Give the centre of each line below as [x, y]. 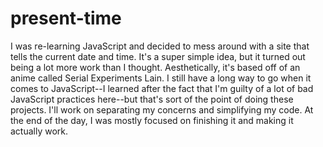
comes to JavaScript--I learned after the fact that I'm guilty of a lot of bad [162, 88]
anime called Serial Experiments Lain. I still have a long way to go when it [161, 78]
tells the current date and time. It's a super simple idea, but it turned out [158, 56]
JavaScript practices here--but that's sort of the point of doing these [152, 99]
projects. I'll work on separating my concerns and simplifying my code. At [162, 109]
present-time [66, 18]
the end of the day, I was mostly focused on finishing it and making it [152, 120]
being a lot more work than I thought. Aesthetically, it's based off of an [155, 67]
